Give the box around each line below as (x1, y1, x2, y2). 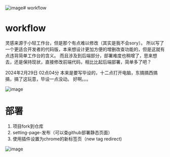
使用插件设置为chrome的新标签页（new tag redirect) (12, 136, 122, 142)
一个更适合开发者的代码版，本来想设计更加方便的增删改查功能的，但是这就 (5, 46, 160, 52)
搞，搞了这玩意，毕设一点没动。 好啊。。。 (5, 76, 91, 82)
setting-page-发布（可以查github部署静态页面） (12, 129, 113, 135)
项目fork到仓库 (12, 123, 44, 129)
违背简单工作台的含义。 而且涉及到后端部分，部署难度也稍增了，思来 (9, 52, 153, 58)
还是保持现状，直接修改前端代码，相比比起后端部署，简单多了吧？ (14, 59, 152, 65)
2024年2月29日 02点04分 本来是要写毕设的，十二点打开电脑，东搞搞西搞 (5, 69, 158, 75)
